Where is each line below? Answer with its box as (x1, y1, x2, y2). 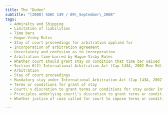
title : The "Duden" (5, 7, 46, 13)
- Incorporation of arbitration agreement (9, 45, 99, 50)
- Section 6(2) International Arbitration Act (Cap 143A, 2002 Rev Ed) (9, 63, 162, 68)
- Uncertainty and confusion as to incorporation (9, 49, 115, 54)
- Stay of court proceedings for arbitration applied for (9, 40, 133, 45)
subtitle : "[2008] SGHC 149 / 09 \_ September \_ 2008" (5, 12, 115, 17)
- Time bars (9, 31, 35, 36)
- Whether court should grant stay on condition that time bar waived (9, 59, 160, 64)
